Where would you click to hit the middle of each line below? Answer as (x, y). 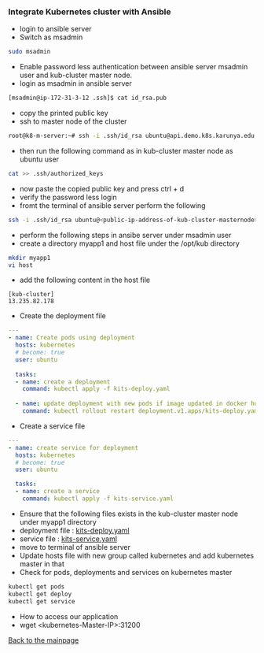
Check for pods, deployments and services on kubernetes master (126, 572)
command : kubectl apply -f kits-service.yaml (98, 499)
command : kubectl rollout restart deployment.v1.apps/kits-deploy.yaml (142, 411)
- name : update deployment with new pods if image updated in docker (131, 404)
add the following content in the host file (85, 280)
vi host (21, 265)
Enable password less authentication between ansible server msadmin (134, 67)
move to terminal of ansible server (75, 547)
